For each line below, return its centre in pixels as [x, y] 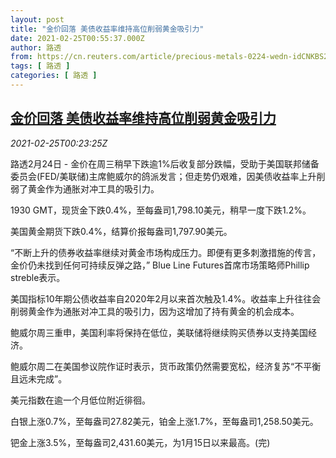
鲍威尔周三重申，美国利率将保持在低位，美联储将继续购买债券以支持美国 [159, 332]
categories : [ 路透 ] [54, 76]
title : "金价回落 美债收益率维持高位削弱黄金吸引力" [107, 29]
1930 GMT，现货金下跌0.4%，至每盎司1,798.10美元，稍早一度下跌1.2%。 [161, 210]
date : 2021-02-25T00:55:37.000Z [77, 38]
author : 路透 [36, 47]
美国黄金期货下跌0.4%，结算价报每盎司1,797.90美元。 [121, 231]
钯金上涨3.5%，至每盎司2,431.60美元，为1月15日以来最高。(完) [140, 442]
